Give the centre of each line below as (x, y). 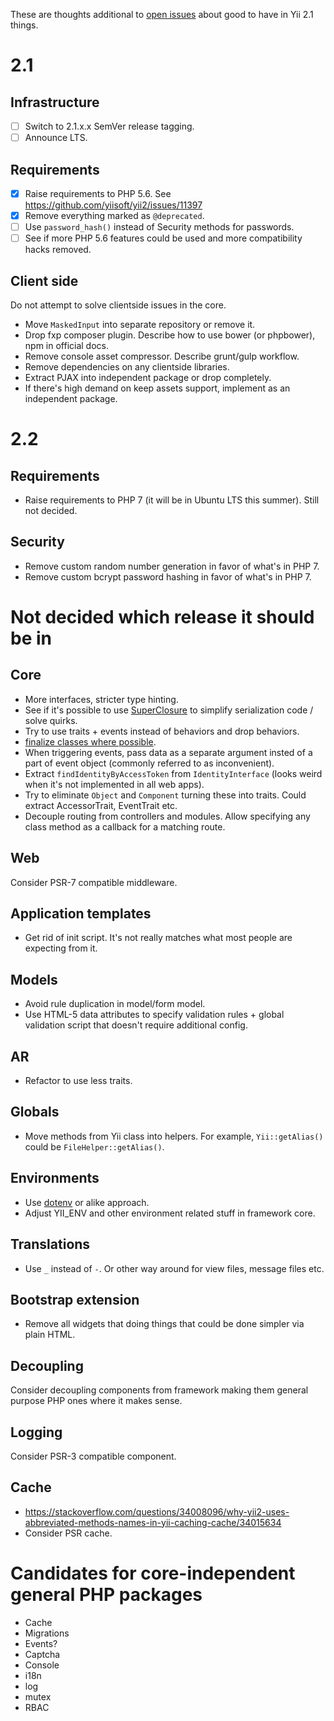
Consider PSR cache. (68, 1533)
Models (34, 979)
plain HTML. (50, 1335)
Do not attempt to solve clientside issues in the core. (118, 305)
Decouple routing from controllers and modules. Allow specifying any (167, 816)
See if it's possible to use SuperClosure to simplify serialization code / (169, 710)
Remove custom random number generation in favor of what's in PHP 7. (172, 566)
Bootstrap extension (75, 1299)
